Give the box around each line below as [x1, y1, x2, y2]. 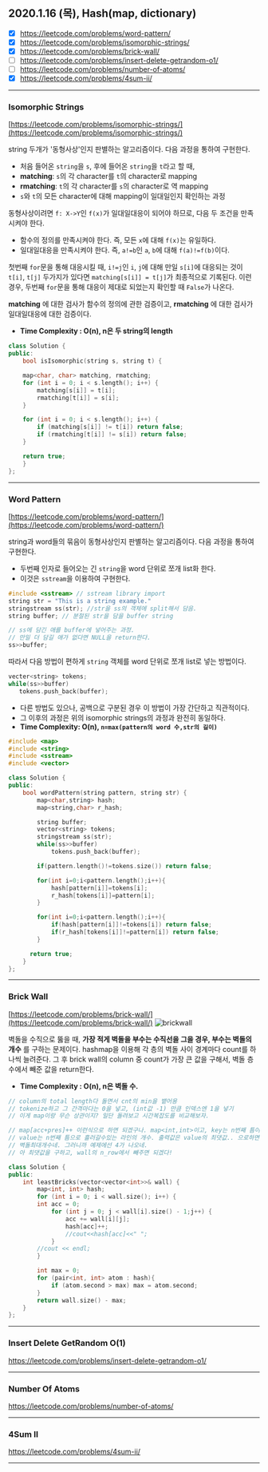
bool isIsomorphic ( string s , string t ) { [22, 357, 162, 365]
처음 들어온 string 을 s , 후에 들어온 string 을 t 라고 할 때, [19, 161, 195, 171]
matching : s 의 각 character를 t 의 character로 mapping [19, 172, 198, 181]
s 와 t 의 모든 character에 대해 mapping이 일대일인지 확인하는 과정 [19, 192, 226, 201]
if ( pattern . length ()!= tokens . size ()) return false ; [37, 862, 213, 870]
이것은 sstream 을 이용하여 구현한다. [19, 573, 131, 583]
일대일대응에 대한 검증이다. [8, 309, 92, 319]
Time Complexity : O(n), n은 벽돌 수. [19, 1081, 139, 1091]
